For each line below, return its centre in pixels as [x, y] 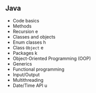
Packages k [25, 53]
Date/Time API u [30, 85]
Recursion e [25, 31]
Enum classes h [29, 42]
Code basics [26, 20]
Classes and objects [34, 37]
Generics [22, 64]
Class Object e [28, 47]
